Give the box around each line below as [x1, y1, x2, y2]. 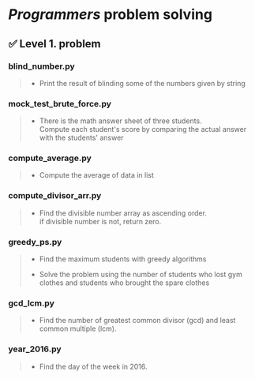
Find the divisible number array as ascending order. [39, 208, 208, 218]
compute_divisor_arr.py [8, 190, 102, 201]
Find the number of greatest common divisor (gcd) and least [39, 316, 236, 325]
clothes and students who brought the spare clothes [39, 278, 210, 287]
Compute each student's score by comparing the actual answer [39, 125, 247, 134]
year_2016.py [8, 343, 62, 355]
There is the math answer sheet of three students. [39, 116, 203, 126]
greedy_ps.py [8, 236, 62, 247]
